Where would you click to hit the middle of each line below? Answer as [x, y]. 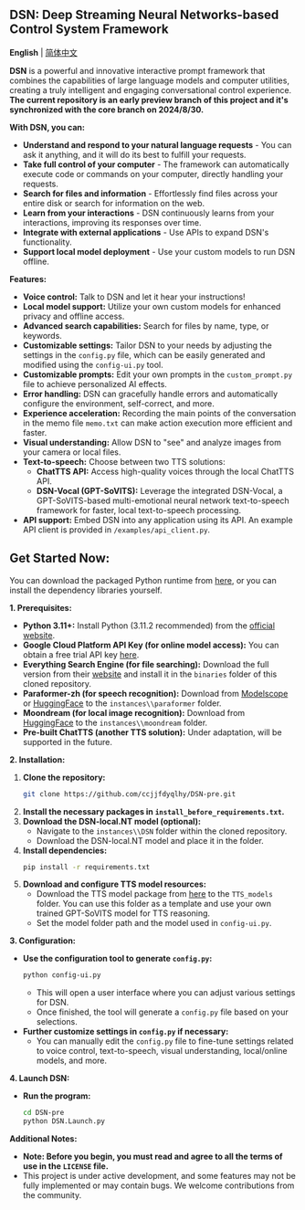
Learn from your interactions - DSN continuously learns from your [148, 213]
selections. [57, 1022]
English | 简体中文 [43, 52]
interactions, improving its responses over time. [112, 222]
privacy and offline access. [74, 316]
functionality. [47, 242]
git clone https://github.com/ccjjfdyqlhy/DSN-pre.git [129, 794]
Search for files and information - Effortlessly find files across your [150, 193]
